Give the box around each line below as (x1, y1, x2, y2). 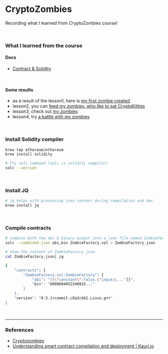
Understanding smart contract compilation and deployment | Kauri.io (12, 343, 154, 349)
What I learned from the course (5, 42, 82, 49)
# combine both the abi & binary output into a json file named (5, 236, 142, 241)
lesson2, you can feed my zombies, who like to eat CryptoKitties (12, 103, 145, 109)
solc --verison (5, 166, 37, 171)
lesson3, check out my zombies (12, 108, 78, 114)
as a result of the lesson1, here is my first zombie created (12, 98, 130, 104)
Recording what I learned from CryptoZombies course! (5, 20, 118, 26)
